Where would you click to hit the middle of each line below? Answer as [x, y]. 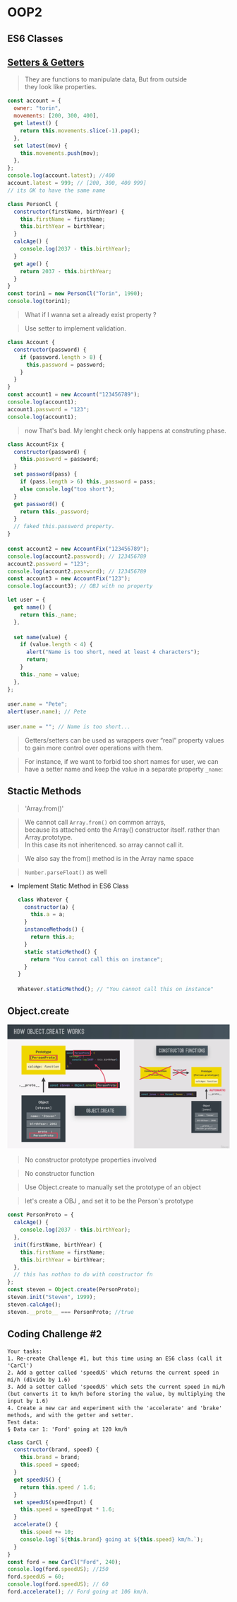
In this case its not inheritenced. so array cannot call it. [104, 845]
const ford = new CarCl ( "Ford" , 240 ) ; [64, 1562]
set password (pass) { [45, 474]
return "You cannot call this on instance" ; [97, 959]
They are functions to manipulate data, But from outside [106, 79]
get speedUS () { [37, 1480]
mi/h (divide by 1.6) [39, 1380]
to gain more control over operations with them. [94, 748]
